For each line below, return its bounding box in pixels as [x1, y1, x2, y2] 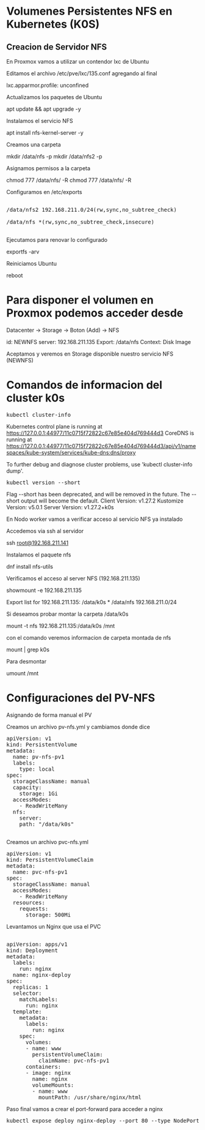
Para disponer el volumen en [6, 293, 154, 307]
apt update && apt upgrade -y [6, 105, 81, 113]
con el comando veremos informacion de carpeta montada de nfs [6, 634, 171, 641]
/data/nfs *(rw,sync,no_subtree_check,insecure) [6, 219, 154, 225]
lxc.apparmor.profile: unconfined [6, 81, 89, 89]
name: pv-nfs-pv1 [12, 753, 65, 760]
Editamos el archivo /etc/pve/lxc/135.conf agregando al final [6, 70, 157, 77]
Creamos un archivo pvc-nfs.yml [6, 838, 88, 845]
